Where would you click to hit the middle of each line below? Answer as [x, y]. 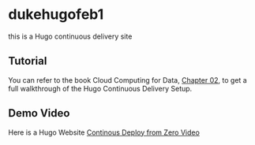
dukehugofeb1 [56, 15]
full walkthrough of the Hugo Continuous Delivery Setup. [100, 88]
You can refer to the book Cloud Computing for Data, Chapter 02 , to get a [127, 80]
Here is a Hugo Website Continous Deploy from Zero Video [104, 132]
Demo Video [39, 113]
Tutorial [28, 61]
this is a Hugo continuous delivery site [70, 36]
